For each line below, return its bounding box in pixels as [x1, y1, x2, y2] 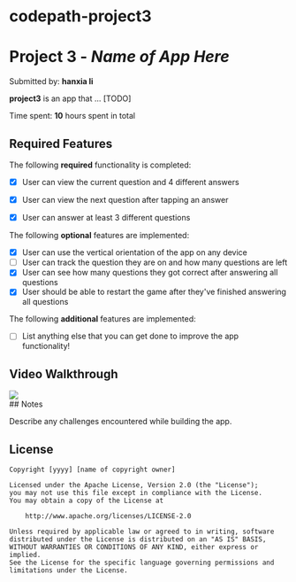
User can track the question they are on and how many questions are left [21, 257, 288, 268]
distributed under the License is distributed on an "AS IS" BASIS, [9, 535, 267, 544]
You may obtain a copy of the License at [9, 496, 164, 506]
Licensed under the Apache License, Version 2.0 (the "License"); [9, 481, 259, 490]
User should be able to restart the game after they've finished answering [21, 286, 287, 298]
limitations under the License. [9, 566, 128, 575]
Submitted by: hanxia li [9, 76, 94, 87]
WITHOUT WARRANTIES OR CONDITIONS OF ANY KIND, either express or [9, 543, 259, 552]
